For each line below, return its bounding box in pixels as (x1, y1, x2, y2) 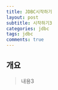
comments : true (6, 37, 44, 43)
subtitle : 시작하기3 (6, 20, 53, 26)
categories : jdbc (6, 25, 50, 32)
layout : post (6, 14, 39, 20)
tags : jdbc (6, 31, 33, 37)
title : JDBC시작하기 (6, 8, 53, 15)
